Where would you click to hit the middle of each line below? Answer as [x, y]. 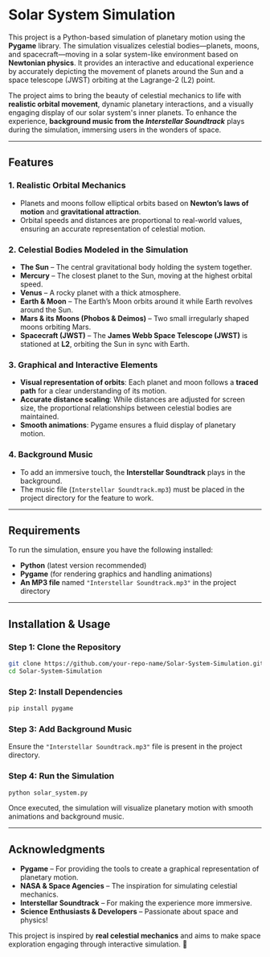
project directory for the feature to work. [87, 497]
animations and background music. [66, 817]
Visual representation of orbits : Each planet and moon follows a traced [139, 382]
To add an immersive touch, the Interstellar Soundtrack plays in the [133, 472]
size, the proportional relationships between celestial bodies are [126, 408]
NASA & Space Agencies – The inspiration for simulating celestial [129, 886]
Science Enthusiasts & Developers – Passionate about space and [129, 912]
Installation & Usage [59, 624]
